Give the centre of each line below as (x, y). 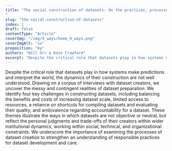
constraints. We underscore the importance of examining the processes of (84, 132)
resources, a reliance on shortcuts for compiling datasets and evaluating (81, 105)
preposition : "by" (25, 48)
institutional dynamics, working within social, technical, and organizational (83, 126)
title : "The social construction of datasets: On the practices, (76, 10)
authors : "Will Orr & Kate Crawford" (46, 53)
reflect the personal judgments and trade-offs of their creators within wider (84, 121)
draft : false (19, 29)
